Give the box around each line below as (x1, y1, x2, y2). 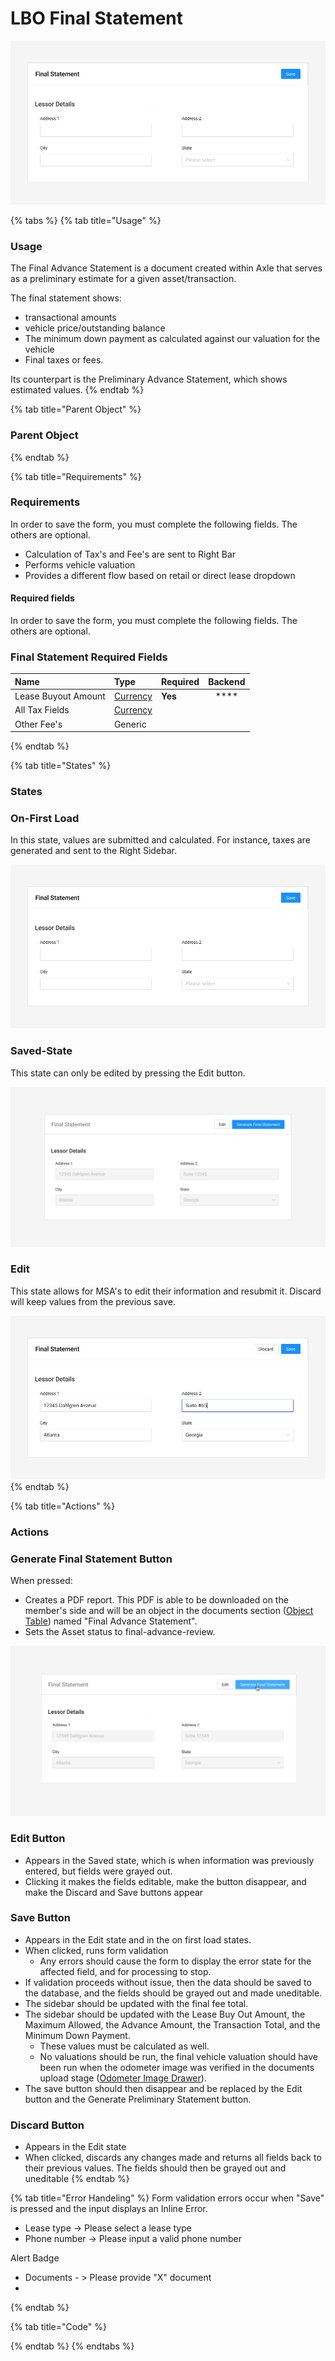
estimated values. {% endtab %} (10, 384, 145, 396)
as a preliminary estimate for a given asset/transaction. (10, 273, 237, 285)
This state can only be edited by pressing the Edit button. (10, 1067, 246, 1079)
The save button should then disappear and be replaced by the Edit (24, 2082, 303, 2094)
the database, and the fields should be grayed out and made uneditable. (24, 1987, 323, 1999)
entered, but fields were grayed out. (24, 1865, 173, 1877)
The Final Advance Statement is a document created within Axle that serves (10, 262, 323, 274)
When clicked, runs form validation (24, 1944, 169, 1956)
